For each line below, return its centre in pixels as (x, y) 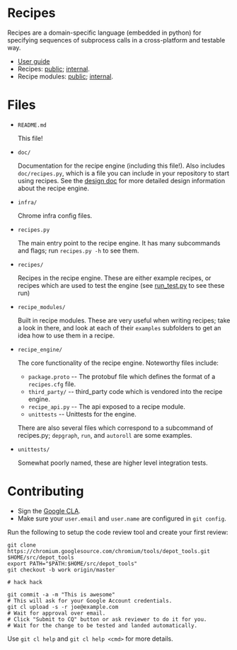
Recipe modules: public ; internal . (65, 76)
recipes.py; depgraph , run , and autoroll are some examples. (105, 435)
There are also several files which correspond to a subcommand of (115, 428)
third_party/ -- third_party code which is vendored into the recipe (125, 391)
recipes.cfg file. (52, 384)
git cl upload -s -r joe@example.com (63, 607)
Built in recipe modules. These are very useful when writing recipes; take (124, 320)
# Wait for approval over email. (57, 613)
